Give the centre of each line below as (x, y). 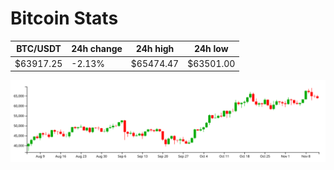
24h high (155, 49)
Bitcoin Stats (64, 18)
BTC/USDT (39, 49)
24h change (97, 49)
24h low (211, 49)
